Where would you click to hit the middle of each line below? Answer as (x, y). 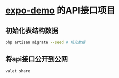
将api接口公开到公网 (37, 59)
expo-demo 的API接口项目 (60, 10)
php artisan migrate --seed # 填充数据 (45, 42)
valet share (18, 71)
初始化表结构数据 (32, 30)
